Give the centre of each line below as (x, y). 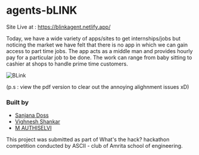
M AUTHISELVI (33, 128)
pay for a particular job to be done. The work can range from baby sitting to (99, 57)
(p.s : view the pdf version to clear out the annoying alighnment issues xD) (98, 86)
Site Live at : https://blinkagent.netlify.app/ (58, 27)
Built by (17, 102)
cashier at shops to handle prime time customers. (67, 64)
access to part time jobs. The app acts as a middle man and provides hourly (99, 51)
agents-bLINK (42, 10)
